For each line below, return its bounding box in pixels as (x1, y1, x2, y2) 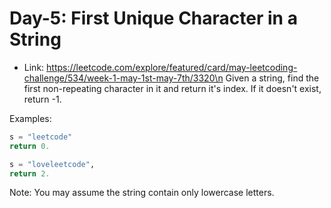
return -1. (23, 93, 62, 105)
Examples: (9, 112, 52, 124)
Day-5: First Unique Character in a (9, 7, 298, 30)
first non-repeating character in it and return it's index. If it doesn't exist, (23, 82, 322, 94)
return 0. (9, 141, 51, 151)
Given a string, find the (225, 72, 320, 84)
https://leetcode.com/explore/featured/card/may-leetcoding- (46, 61, 298, 73)
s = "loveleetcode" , (9, 159, 96, 169)
